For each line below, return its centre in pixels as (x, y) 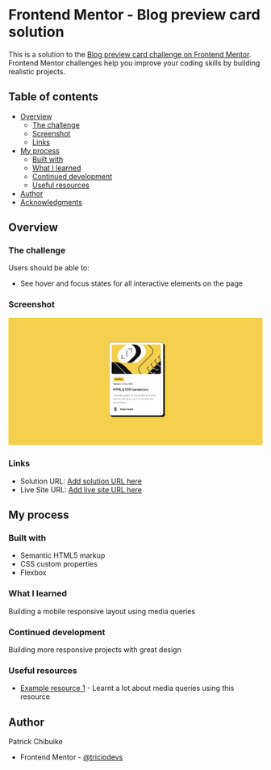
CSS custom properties (59, 564)
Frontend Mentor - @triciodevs (71, 757)
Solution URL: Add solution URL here (81, 481)
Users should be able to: (49, 268)
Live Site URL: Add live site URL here (81, 489)
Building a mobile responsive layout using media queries (102, 611)
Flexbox (33, 573)
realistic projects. (37, 71)
